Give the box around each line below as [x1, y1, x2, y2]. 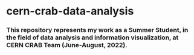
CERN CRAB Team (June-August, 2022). [6, 41, 128, 50]
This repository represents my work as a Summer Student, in [6, 26, 189, 34]
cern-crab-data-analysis [6, 4, 134, 18]
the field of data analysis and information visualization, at [6, 33, 179, 42]
